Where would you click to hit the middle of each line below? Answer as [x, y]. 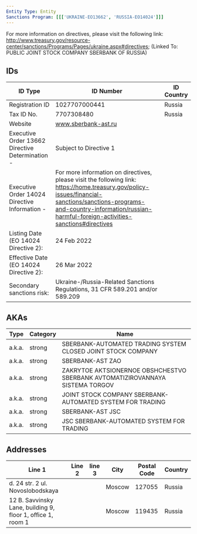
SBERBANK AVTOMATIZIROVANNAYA [114, 378]
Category [43, 334]
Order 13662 [27, 141]
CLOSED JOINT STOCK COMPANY [110, 352]
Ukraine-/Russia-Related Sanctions [105, 282]
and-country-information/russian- [104, 209]
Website [20, 124]
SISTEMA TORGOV [88, 385]
